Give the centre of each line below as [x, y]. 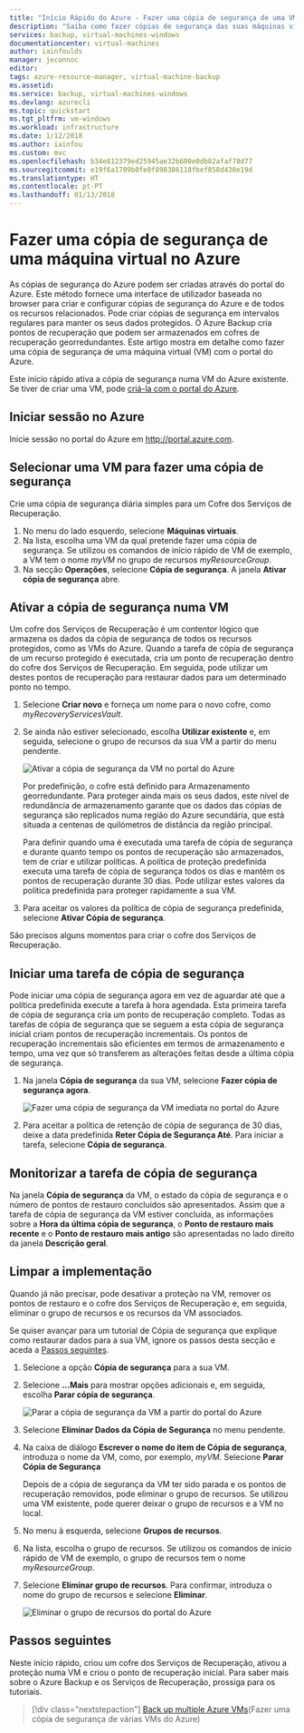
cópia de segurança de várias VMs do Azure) [116, 1718]
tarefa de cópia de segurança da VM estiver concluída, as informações [142, 1214]
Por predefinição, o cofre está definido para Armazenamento [136, 787]
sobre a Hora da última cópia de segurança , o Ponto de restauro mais [142, 1224]
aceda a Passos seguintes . [59, 1349]
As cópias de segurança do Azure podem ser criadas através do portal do [147, 284]
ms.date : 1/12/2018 [46, 136]
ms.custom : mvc [38, 152]
